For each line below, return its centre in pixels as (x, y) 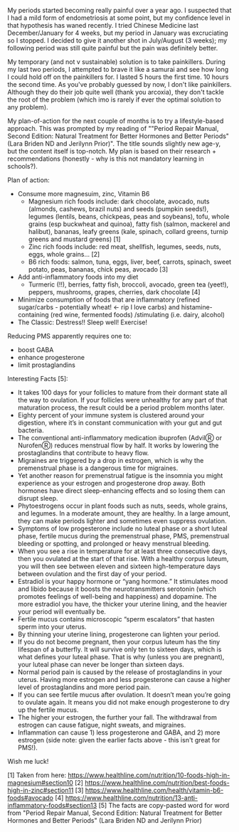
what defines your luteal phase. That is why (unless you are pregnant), (121, 657)
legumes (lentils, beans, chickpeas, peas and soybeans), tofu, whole (129, 217)
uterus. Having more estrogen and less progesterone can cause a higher (124, 679)
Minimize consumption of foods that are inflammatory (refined (109, 299)
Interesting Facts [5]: (38, 379)
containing (33, 315)
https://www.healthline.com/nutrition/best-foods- (157, 783)
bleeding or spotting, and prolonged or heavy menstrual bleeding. (114, 544)
